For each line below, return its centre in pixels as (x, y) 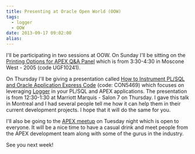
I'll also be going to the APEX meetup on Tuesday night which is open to (93, 121)
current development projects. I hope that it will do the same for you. (88, 110)
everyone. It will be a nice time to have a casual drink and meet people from (97, 127)
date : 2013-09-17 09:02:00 (39, 33)
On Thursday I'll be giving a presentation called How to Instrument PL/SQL (95, 79)
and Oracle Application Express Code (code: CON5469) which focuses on (95, 85)
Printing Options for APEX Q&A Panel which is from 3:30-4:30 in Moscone (95, 61)
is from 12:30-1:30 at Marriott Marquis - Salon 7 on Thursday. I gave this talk (97, 97)
